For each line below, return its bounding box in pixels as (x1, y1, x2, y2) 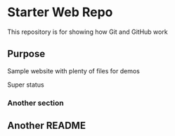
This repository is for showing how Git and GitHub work (7, 27, 168, 36)
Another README (7, 120, 86, 132)
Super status (7, 80, 44, 89)
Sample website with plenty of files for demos (7, 66, 141, 75)
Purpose (7, 48, 46, 60)
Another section (7, 98, 65, 108)
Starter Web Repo (7, 4, 113, 20)
